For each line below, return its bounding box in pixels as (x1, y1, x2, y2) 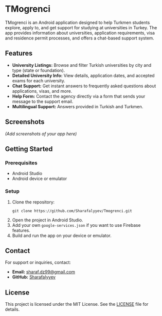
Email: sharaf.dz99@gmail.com (12, 269, 75, 275)
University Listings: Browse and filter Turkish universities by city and (12, 62, 152, 68)
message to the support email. (12, 99, 73, 104)
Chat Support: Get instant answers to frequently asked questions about (12, 83, 156, 89)
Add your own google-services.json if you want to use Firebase (12, 222, 141, 228)
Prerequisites (5, 159, 37, 166)
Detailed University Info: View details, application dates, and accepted (12, 72, 155, 79)
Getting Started (5, 145, 53, 153)
